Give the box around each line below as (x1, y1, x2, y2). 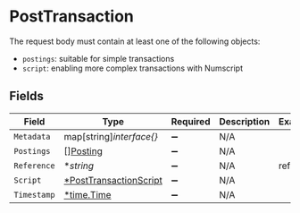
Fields (9, 89, 45, 104)
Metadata (13, 132, 51, 141)
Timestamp (13, 190, 55, 200)
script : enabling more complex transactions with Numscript (21, 63, 244, 73)
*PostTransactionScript (63, 174, 163, 186)
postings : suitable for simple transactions (21, 53, 175, 64)
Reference (13, 160, 55, 171)
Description (218, 115, 271, 127)
